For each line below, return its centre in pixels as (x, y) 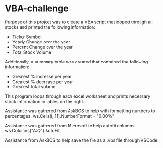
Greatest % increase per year (42, 76)
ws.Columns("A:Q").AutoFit (33, 130)
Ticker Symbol (27, 37)
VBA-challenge (37, 9)
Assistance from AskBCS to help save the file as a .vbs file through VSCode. (82, 140)
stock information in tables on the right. (45, 101)
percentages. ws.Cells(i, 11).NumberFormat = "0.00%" (60, 116)
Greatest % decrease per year (43, 82)
